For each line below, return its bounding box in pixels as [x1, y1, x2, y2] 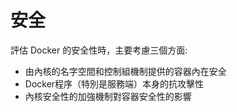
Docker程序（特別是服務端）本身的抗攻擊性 [24, 77, 205, 90]
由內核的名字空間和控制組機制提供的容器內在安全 [24, 65, 227, 77]
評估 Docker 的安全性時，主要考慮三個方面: [10, 44, 188, 56]
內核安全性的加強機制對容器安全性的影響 [24, 90, 192, 102]
